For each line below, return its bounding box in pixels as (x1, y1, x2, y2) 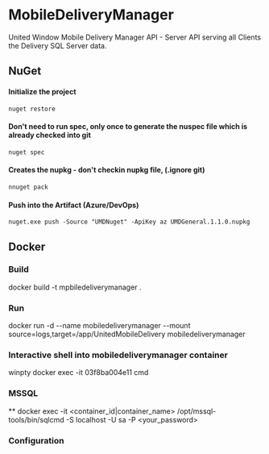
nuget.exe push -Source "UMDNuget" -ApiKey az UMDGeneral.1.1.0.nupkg (8, 218, 250, 227)
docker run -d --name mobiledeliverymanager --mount (8, 321, 191, 331)
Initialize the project (8, 86, 77, 96)
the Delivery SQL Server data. (8, 40, 107, 50)
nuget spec (8, 148, 45, 156)
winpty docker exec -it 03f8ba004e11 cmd (8, 368, 149, 377)
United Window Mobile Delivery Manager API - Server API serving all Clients (8, 32, 262, 42)
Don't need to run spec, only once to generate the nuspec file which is (8, 122, 248, 131)
